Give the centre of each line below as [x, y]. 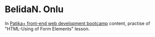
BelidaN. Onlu [34, 9]
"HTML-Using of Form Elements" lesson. [47, 28]
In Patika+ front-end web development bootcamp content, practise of [77, 23]
